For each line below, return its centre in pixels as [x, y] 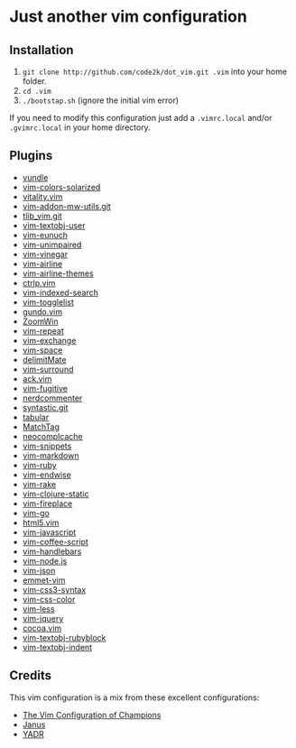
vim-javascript [49, 532]
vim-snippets [47, 446]
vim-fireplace [47, 503]
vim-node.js [45, 560]
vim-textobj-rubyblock [64, 637]
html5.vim [41, 522]
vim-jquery [43, 618]
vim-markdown [51, 455]
